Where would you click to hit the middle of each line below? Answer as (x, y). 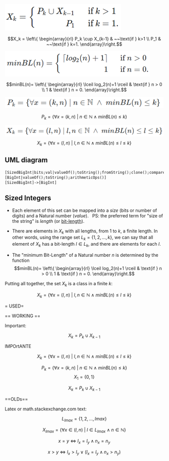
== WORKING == (23, 316)
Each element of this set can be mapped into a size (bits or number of (84, 210)
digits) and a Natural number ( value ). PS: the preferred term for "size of (88, 216)
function (21, 260)
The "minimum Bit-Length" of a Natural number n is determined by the (85, 255)
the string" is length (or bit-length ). (48, 221)
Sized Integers (28, 198)
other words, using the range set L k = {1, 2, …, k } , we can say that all (82, 238)
